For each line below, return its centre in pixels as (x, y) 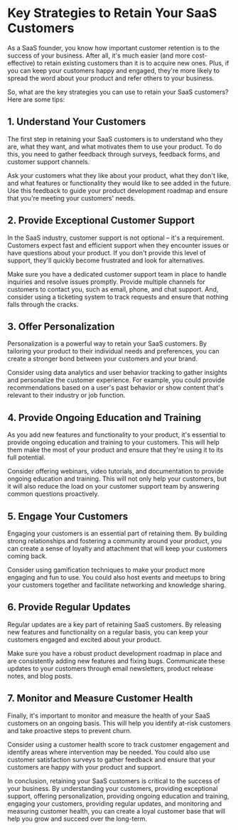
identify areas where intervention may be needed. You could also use (109, 752)
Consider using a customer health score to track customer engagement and (118, 744)
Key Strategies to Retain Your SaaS (112, 13)
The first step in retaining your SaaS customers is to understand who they (115, 139)
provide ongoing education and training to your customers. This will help (114, 442)
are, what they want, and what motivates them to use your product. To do (115, 147)
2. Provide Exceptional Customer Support (101, 221)
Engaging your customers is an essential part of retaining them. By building (117, 533)
